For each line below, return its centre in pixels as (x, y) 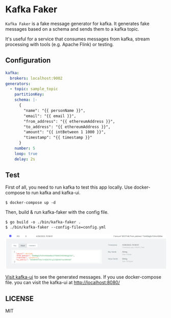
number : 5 (25, 148)
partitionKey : (29, 95)
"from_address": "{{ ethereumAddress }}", (69, 121)
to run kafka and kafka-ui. (53, 193)
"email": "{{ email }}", (50, 116)
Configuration (28, 61)
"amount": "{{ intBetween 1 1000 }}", (65, 132)
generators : (18, 84)
